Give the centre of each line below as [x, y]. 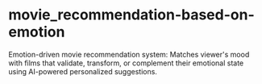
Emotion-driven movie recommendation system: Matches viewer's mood [129, 54]
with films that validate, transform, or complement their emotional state [126, 63]
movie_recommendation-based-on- [132, 15]
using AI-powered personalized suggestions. [83, 71]
